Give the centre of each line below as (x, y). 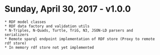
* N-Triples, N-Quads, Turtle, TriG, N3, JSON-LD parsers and (69, 30)
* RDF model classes (26, 22)
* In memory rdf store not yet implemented (49, 47)
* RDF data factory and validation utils (47, 26)
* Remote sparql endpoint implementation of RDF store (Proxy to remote (80, 39)
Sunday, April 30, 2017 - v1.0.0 (68, 9)
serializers (17, 35)
